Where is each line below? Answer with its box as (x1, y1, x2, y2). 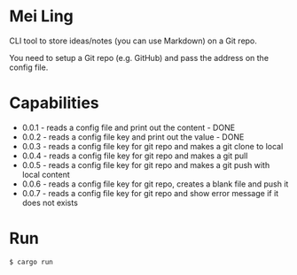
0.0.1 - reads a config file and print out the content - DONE (21, 122, 236, 133)
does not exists (21, 197, 78, 208)
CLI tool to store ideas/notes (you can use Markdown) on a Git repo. (9, 35, 257, 46)
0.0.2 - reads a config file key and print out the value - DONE (21, 131, 245, 142)
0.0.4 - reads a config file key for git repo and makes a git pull (21, 150, 248, 161)
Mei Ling (9, 6, 74, 27)
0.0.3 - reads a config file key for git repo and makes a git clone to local (21, 141, 284, 151)
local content (21, 169, 71, 180)
